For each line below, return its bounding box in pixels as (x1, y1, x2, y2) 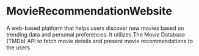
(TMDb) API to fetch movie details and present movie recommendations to (6, 37, 194, 44)
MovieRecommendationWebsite (6, 4, 173, 18)
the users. (6, 44, 32, 51)
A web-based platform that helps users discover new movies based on (6, 24, 184, 32)
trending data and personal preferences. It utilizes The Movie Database (6, 30, 185, 38)
